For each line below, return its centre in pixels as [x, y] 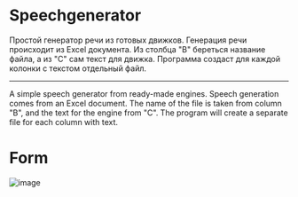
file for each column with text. [63, 122]
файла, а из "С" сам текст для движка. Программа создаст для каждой [145, 59]
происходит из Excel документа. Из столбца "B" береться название [137, 49]
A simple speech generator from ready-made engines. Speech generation [144, 93]
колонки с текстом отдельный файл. [78, 68]
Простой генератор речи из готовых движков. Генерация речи [128, 40]
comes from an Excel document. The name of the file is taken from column [145, 103]
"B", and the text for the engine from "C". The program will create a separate [149, 113]
